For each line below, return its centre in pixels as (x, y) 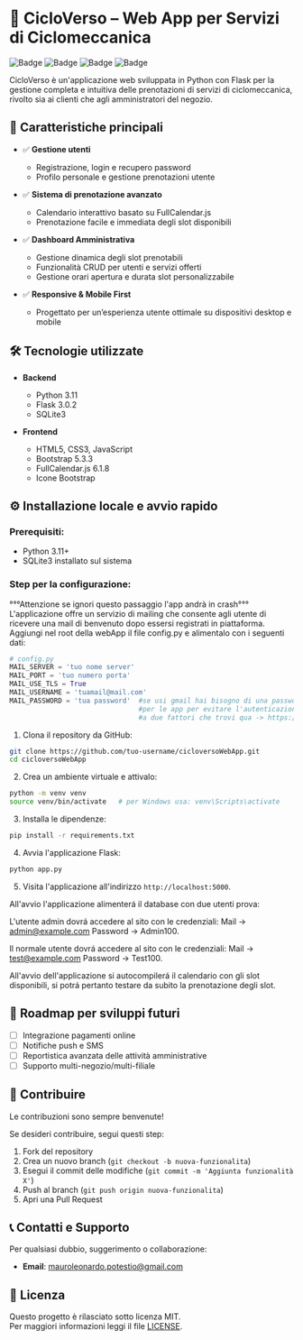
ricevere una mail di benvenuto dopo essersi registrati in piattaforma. (138, 623)
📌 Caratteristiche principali (87, 128)
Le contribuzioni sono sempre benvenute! (87, 1116)
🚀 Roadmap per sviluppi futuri (95, 1014)
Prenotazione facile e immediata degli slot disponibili (133, 222)
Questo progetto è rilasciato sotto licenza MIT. (95, 1317)
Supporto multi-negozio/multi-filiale (89, 1065)
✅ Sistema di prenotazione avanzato (92, 194)
